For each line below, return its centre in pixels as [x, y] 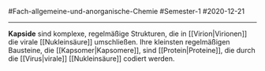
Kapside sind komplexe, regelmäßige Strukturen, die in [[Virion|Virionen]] [128, 34]
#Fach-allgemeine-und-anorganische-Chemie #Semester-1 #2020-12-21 [127, 11]
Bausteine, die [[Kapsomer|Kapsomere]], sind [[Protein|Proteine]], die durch [132, 50]
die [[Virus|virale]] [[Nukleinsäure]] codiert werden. [91, 59]
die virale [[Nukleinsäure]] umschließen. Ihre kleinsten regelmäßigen [119, 42]
